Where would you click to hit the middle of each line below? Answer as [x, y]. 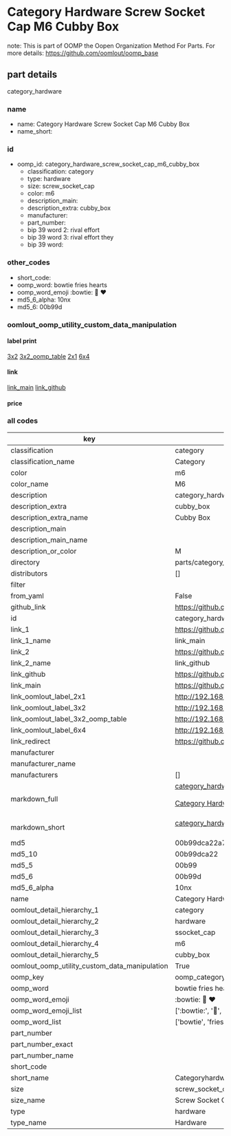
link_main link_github [37, 387]
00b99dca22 [197, 854]
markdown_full [34, 799]
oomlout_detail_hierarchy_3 [55, 932]
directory [25, 562]
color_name [30, 484]
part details [32, 75]
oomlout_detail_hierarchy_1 [55, 909]
